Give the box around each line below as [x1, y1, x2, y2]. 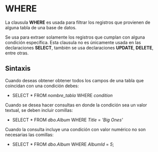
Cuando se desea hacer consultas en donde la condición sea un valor [5, 102, 147, 108]
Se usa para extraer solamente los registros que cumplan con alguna [5, 34, 145, 40]
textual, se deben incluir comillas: [5, 107, 73, 113]
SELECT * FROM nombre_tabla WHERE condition [12, 92, 113, 98]
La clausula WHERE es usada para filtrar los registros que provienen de [5, 19, 151, 25]
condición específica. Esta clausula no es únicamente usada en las [5, 39, 141, 45]
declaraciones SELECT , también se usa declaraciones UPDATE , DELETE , [5, 45, 154, 51]
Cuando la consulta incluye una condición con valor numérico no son [5, 126, 146, 132]
